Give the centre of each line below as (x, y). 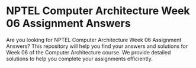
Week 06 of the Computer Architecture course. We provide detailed (89, 52)
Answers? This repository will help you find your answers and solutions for (97, 46)
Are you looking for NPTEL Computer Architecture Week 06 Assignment (94, 40)
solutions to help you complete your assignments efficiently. (79, 59)
